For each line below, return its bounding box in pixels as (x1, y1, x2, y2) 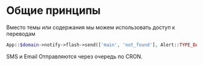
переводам (6, 30, 36, 37)
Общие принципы (6, 4, 101, 18)
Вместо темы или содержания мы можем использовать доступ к (6, 24, 175, 31)
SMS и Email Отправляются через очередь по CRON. (6, 53, 143, 60)
